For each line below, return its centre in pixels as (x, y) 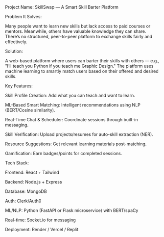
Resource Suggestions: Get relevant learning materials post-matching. (76, 144)
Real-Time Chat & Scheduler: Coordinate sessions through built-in (71, 119)
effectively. (16, 42)
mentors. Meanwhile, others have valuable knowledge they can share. (76, 31)
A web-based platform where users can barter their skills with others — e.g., (82, 61)
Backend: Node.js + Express (34, 182)
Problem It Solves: (23, 16)
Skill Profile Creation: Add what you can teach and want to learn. (70, 95)
